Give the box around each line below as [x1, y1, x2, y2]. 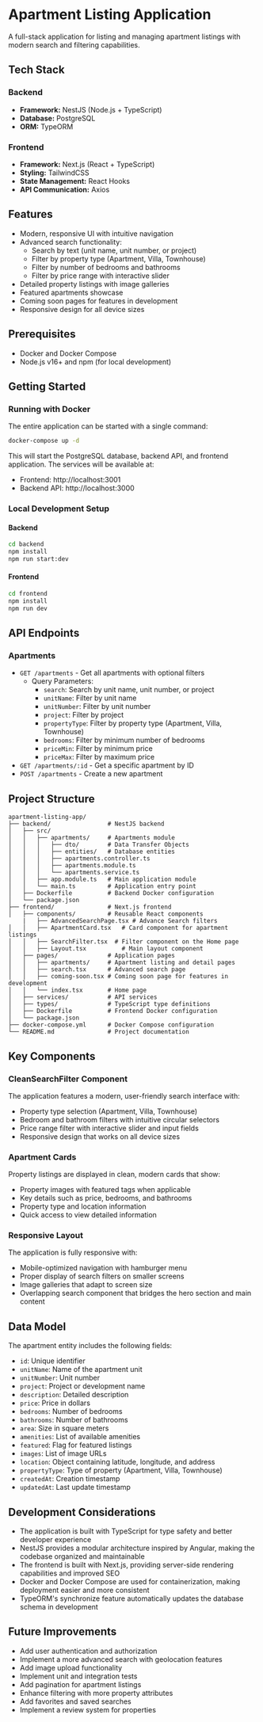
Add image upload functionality [19, 1663, 123, 1672]
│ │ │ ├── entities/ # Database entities [8, 848, 176, 856]
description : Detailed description [19, 1390, 129, 1400]
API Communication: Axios [19, 185, 110, 194]
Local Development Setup [8, 503, 109, 514]
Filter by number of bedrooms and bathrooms [31, 262, 181, 272]
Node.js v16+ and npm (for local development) [19, 356, 172, 366]
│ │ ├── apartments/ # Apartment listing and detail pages [8, 958, 236, 967]
